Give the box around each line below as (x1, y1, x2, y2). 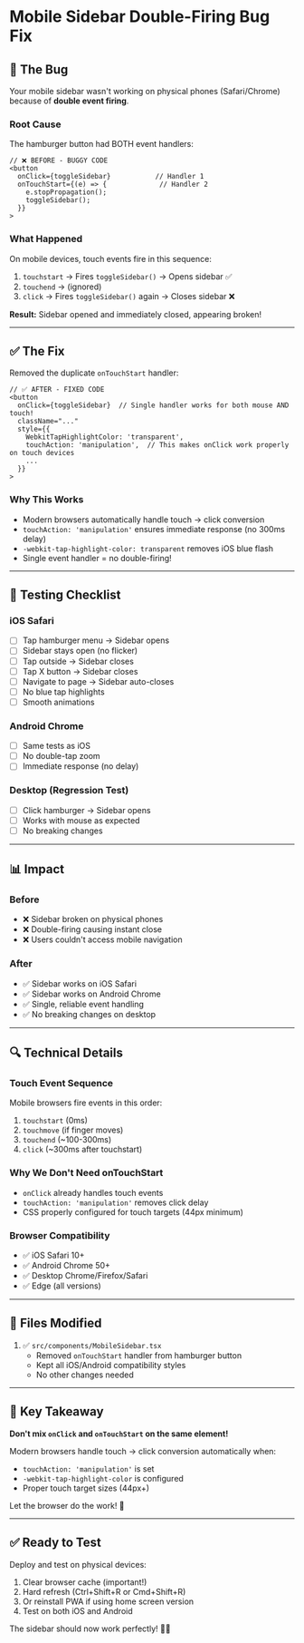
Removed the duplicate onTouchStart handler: (9, 367, 179, 378)
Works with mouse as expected (22, 814, 140, 826)
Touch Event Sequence (9, 1077, 114, 1090)
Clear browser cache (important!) (22, 1576, 147, 1588)
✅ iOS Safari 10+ (22, 1249, 85, 1261)
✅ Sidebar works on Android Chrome (22, 988, 161, 999)
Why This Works (9, 493, 84, 506)
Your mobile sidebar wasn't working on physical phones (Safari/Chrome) (9, 86, 280, 96)
